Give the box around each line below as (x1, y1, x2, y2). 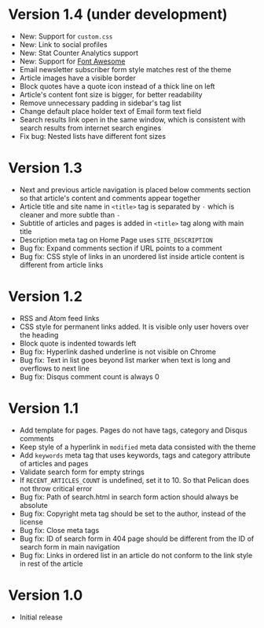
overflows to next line (19, 363, 90, 373)
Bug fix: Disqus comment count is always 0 (19, 371, 159, 382)
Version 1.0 (8, 586, 83, 604)
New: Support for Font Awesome (19, 57, 126, 66)
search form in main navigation (19, 542, 120, 551)
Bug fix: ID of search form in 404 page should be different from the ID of (19, 534, 255, 543)
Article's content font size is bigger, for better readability (19, 89, 203, 99)
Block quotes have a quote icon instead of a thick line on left (19, 81, 215, 91)
